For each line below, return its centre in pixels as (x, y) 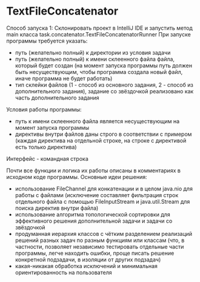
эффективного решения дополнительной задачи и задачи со (94, 221)
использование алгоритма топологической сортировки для (93, 214)
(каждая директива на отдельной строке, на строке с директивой (101, 140)
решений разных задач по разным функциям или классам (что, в (100, 240)
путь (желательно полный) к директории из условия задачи (93, 52)
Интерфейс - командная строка (48, 158)
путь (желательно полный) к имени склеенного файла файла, (95, 59)
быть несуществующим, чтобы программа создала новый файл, (99, 72)
